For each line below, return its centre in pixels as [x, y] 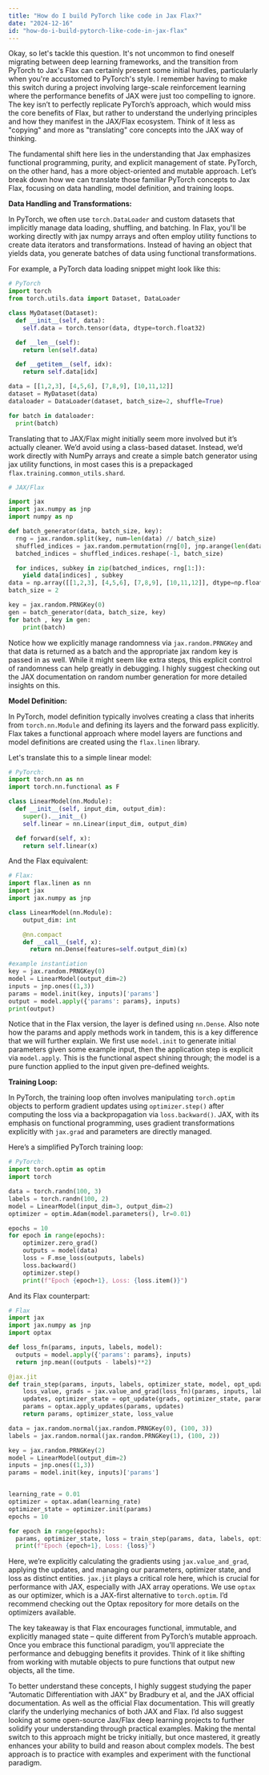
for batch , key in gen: [50, 620]
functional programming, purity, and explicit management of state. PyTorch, [133, 163]
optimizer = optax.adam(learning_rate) [75, 1501]
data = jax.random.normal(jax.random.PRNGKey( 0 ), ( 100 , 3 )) [111, 1429]
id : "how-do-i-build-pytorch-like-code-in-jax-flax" [98, 30]
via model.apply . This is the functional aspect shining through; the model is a [134, 1058]
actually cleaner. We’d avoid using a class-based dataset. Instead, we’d [126, 447]
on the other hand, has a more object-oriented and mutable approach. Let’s [132, 171]
